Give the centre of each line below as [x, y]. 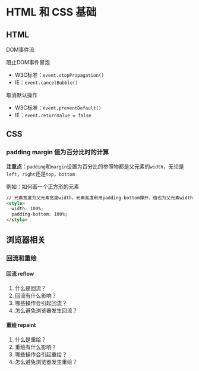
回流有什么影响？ [36, 295]
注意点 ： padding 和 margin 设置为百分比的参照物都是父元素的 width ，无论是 [95, 166]
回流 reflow [20, 273]
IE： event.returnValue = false [53, 115]
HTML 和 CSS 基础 [51, 12]
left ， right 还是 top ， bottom [41, 174]
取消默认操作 [22, 95]
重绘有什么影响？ [36, 347]
